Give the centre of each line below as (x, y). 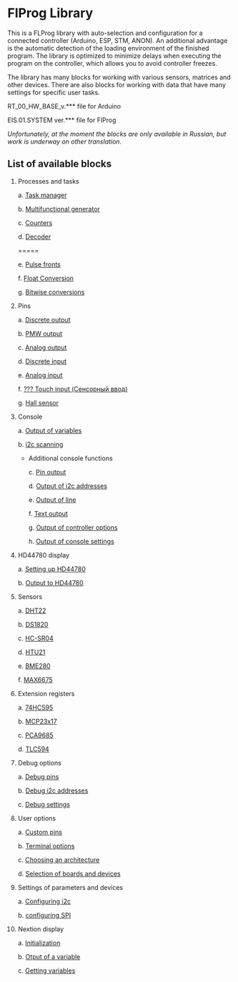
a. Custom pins (40, 832)
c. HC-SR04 (35, 638)
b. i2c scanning (40, 444)
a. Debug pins (38, 776)
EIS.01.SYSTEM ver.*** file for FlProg (62, 120)
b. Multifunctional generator (59, 209)
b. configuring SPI (44, 915)
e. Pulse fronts (39, 264)
